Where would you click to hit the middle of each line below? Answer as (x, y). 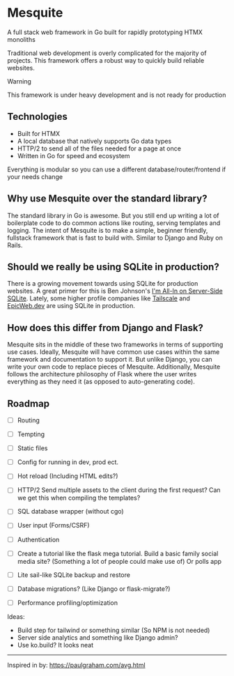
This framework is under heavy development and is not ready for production (117, 95)
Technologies (38, 117)
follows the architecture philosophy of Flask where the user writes (102, 374)
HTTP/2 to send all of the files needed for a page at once (99, 148)
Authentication (38, 539)
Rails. (15, 245)
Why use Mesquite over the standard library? (107, 199)
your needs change (35, 176)
